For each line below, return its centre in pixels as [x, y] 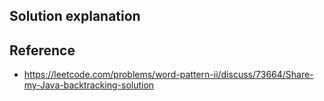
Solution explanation [75, 16]
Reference [42, 50]
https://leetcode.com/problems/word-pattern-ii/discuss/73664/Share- [168, 75]
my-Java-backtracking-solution [89, 85]
